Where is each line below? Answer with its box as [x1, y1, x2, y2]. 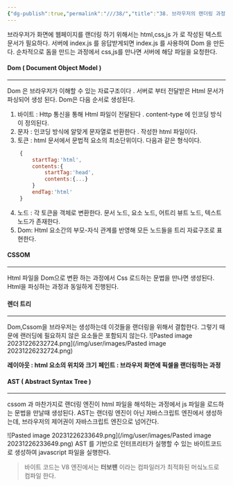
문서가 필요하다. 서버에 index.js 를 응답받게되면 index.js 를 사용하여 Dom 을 [7, 39, 212, 47]
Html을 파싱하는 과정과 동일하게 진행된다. [7, 283, 119, 291]
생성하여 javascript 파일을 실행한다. [14, 449, 111, 457]
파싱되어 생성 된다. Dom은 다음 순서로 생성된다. [7, 95, 135, 103]
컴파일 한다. [24, 471, 57, 480]
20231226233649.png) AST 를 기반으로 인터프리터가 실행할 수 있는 [7, 439, 193, 448]
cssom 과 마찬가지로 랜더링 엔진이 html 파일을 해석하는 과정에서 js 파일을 [7, 400, 206, 408]
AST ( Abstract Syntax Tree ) [7, 377, 92, 385]
